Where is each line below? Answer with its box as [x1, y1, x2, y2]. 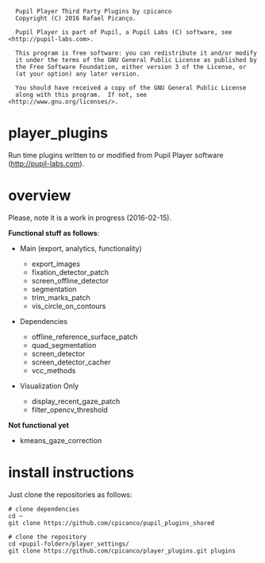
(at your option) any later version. [15, 70, 140, 78]
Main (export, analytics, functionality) [19, 243, 143, 253]
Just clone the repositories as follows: [8, 489, 132, 499]
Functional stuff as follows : [8, 228, 100, 237]
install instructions [8, 464, 135, 482]
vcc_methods [31, 365, 76, 375]
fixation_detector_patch [31, 267, 109, 277]
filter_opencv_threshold [31, 405, 109, 415]
